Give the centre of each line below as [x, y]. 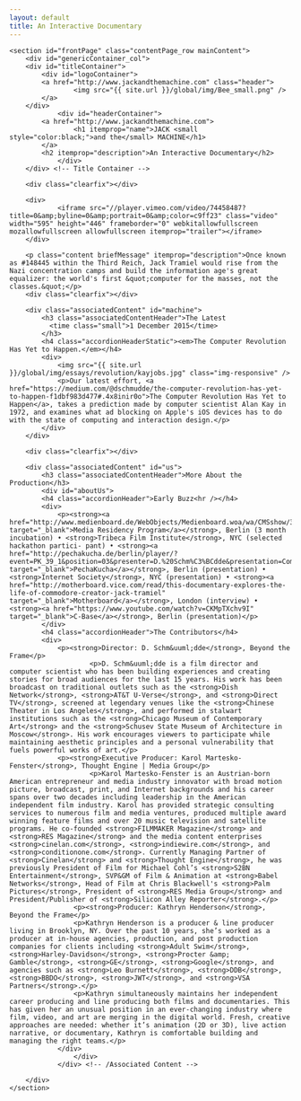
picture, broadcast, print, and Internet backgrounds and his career [142, 789]
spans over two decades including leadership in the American [128, 797]
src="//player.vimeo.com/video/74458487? [168, 207]
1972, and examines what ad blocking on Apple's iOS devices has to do [146, 412]
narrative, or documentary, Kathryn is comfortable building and [133, 1033]
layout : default [39, 18]
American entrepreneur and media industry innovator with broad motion [146, 781]
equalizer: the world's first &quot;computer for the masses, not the [144, 278]
